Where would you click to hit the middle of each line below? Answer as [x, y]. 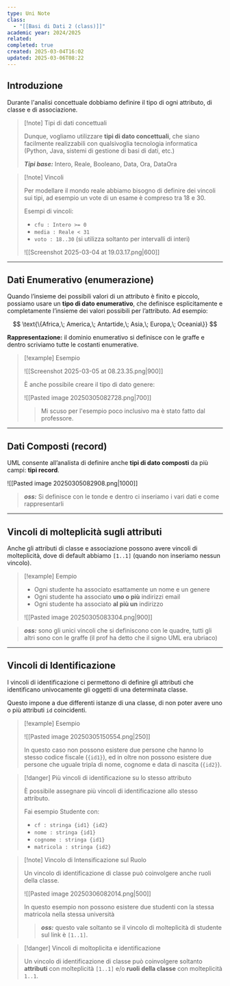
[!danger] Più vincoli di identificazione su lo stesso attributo [107, 777]
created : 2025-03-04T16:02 [46, 52]
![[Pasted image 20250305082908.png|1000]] [73, 483]
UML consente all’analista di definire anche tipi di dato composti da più [108, 463]
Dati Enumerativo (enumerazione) [80, 280]
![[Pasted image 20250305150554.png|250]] [87, 736]
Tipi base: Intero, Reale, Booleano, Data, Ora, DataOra [100, 164]
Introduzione [35, 86]
